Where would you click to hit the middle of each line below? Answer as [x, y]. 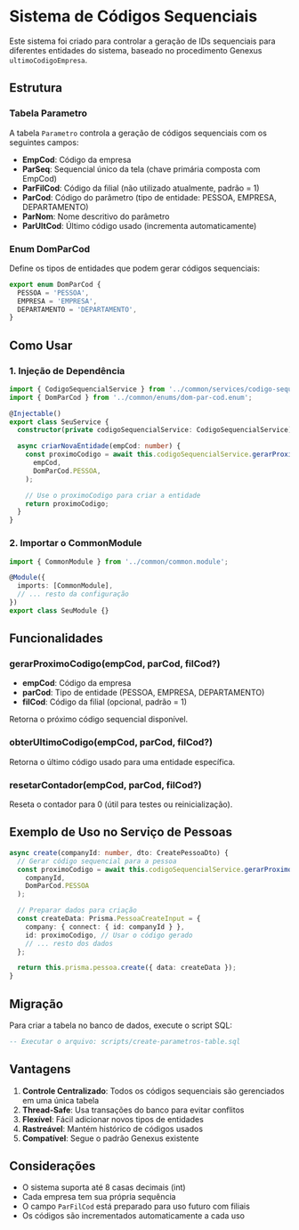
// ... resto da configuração [73, 594]
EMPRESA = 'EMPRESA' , [57, 301]
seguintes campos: [44, 142]
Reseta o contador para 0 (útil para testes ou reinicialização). [121, 804]
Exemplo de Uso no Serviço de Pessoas [121, 832]
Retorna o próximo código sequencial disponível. [99, 720]
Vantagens [40, 1069]
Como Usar [41, 345]
